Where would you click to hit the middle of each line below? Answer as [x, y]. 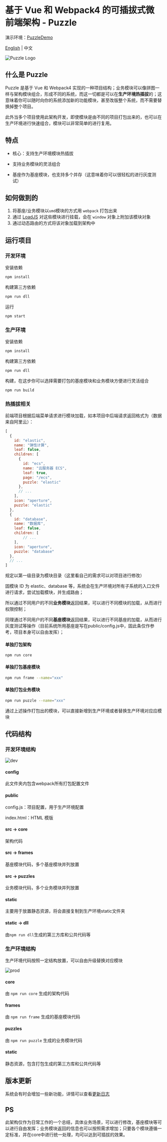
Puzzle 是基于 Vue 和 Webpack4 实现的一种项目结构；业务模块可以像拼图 [80, 88]
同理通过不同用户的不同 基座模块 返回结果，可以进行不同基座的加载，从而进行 [83, 620]
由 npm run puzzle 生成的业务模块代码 [44, 1040]
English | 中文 [19, 48]
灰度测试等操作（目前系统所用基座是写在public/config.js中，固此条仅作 [78, 626]
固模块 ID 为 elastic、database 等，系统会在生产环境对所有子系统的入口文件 [83, 586]
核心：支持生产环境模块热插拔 [43, 153]
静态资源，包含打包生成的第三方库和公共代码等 [53, 1063]
